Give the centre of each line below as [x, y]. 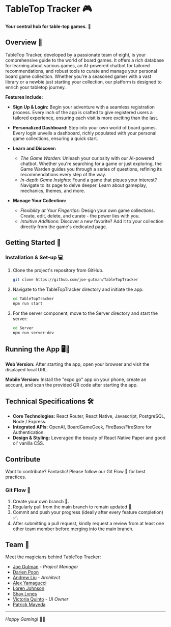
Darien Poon [26, 572]
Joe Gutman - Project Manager [45, 567]
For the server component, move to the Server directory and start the [85, 313]
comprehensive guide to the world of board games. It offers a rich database [85, 60]
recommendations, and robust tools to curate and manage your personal [81, 71]
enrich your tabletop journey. [36, 87]
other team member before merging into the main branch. [73, 529]
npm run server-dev [33, 333]
